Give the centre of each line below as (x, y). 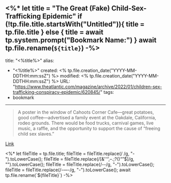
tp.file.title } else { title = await (54, 32)
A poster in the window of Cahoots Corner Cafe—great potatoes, (86, 112)
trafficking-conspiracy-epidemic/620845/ (56, 92)
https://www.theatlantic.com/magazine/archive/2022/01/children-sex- (89, 87)
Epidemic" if (62, 17)
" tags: (107, 92)
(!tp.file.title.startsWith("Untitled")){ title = (75, 24)
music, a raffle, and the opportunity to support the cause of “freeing (89, 128)
